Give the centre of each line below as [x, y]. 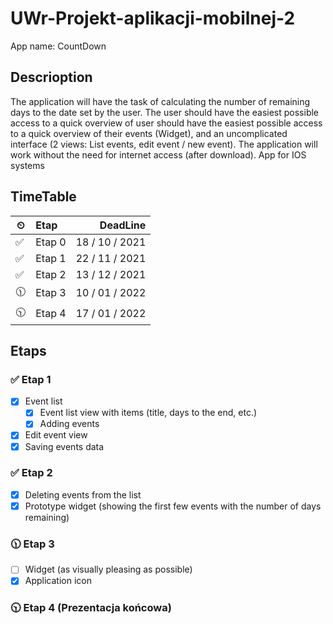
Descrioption [51, 77]
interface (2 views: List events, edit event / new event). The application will [164, 144]
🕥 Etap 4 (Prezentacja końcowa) [91, 608]
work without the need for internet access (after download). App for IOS [158, 154]
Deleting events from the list [83, 494]
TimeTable [43, 197]
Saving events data [64, 446]
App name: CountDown [58, 46]
